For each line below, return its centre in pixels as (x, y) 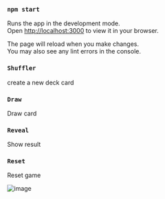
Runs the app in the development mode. (64, 23)
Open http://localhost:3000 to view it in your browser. (83, 31)
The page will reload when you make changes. (73, 44)
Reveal (18, 130)
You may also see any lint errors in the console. (74, 51)
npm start (23, 9)
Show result (24, 144)
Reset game (24, 175)
